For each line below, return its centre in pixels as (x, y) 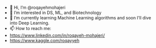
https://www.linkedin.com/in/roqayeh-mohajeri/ (57, 35)
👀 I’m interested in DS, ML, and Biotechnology (55, 13)
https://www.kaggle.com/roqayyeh (44, 40)
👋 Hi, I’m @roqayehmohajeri (37, 8)
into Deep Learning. (29, 23)
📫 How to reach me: (30, 28)
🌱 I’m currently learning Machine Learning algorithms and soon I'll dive (80, 18)
